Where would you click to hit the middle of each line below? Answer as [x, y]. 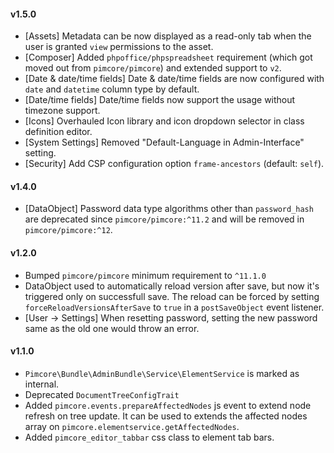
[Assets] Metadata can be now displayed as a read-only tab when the [168, 36]
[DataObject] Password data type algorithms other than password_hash [169, 209]
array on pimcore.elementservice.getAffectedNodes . [132, 426]
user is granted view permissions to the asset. [119, 47]
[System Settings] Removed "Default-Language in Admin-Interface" [164, 142]
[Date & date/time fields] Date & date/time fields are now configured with [174, 79]
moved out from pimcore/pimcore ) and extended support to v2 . [153, 68]
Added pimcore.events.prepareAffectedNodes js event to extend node [168, 405]
